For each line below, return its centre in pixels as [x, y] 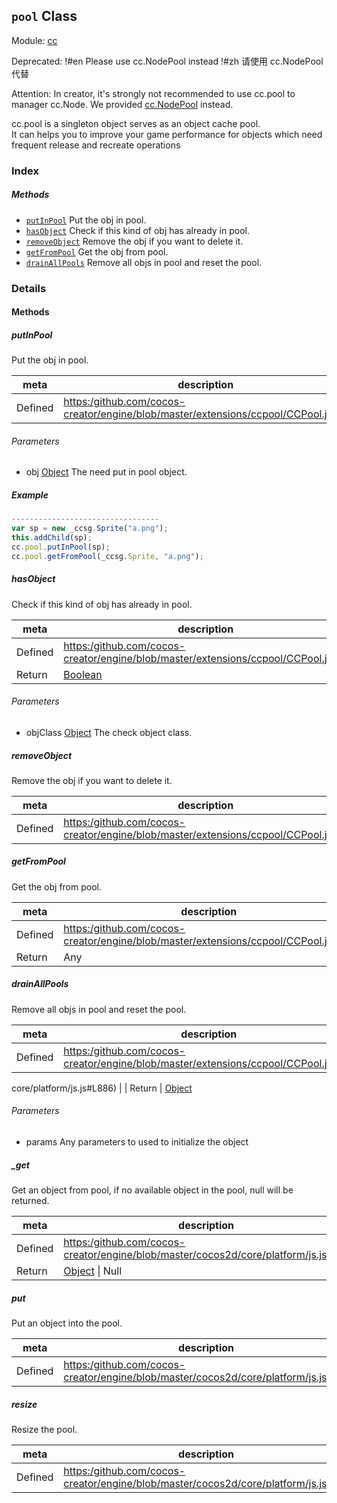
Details [29, 288]
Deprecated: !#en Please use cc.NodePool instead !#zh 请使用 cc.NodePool [167, 61]
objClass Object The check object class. [109, 732]
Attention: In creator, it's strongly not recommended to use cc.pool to [153, 93]
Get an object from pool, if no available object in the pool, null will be [152, 1190]
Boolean [83, 674]
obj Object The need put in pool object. [106, 472]
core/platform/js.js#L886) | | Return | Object [102, 1088]
